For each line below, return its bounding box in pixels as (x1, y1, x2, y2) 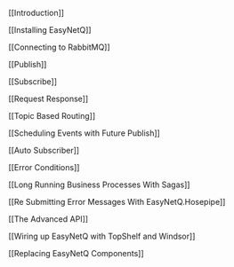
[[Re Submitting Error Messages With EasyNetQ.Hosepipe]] (8, 197, 226, 207)
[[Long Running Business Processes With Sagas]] (8, 179, 190, 190)
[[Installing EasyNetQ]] (8, 25, 92, 35)
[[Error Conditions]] (8, 162, 80, 172)
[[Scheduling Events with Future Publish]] (8, 128, 161, 138)
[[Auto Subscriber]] (8, 145, 80, 155)
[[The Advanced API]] (8, 214, 89, 224)
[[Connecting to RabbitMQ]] (8, 42, 110, 52)
